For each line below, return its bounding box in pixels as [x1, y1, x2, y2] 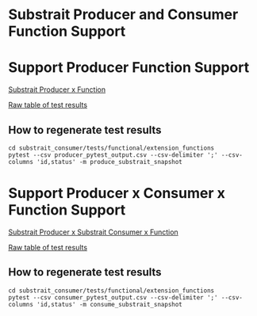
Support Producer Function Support [8, 59, 250, 77]
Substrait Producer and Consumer [8, 6, 239, 24]
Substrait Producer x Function [8, 85, 105, 94]
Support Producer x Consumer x [8, 185, 226, 203]
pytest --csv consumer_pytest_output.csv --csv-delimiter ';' [8, 293, 218, 302]
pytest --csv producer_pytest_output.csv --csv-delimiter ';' [8, 150, 218, 159]
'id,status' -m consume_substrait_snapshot [36, 300, 182, 308]
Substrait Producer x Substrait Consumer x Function [8, 227, 178, 237]
